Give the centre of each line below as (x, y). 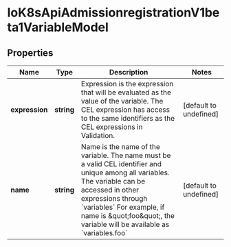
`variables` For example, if (123, 207)
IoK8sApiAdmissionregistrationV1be (113, 13)
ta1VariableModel (58, 27)
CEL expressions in (112, 127)
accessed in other (110, 190)
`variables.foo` (104, 233)
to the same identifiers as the (128, 118)
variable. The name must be (126, 155)
